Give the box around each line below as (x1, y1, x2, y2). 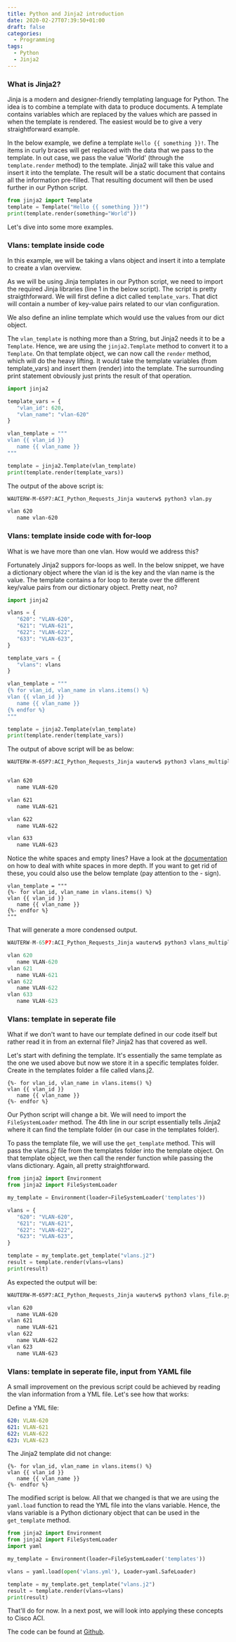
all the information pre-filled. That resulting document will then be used (7, 176, 214, 185)
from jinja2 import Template (7, 197, 93, 204)
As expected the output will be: (7, 1278, 98, 1286)
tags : (7, 43, 23, 50)
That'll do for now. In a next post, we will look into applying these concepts (7, 1606, 223, 1615)
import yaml (7, 1543, 42, 1550)
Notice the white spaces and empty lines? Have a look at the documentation (7, 854, 228, 862)
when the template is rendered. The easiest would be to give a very (7, 117, 202, 126)
